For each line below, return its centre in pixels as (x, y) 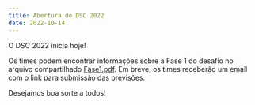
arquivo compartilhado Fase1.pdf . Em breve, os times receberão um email (128, 69)
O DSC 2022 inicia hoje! (47, 45)
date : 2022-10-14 (37, 23)
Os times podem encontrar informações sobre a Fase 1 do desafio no (121, 61)
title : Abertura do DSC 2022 (56, 15)
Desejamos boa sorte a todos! (57, 92)
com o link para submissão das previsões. (76, 77)
